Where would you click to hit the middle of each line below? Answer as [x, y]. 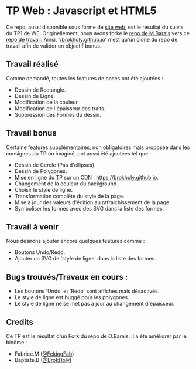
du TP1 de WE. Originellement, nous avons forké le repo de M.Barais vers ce [98, 33]
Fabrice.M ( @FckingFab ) [44, 354]
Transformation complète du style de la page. [69, 196]
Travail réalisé [32, 64]
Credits [20, 322]
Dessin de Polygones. [41, 171]
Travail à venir [32, 227]
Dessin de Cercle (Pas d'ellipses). [55, 165]
